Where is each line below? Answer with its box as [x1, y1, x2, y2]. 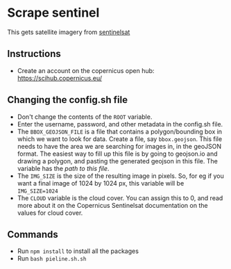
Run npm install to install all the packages [17, 247, 139, 255]
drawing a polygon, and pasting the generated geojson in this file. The [17, 156, 219, 165]
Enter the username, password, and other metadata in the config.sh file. [17, 120, 223, 128]
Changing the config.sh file [7, 94, 128, 106]
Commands [7, 228, 59, 241]
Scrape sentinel [7, 5, 100, 21]
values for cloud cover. [17, 209, 83, 217]
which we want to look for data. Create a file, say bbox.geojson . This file [17, 134, 223, 143]
